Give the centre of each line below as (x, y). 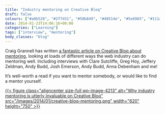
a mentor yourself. (24, 81)
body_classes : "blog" (27, 37)
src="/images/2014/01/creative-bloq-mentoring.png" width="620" (72, 101)
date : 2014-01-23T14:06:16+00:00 (39, 23)
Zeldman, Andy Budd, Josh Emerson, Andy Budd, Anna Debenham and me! (81, 66)
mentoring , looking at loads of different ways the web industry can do (76, 56)
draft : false (18, 14)
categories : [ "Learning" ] (31, 28)
